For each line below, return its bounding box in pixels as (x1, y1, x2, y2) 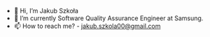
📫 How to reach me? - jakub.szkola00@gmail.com (13, 22, 161, 30)
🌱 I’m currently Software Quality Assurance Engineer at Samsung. (13, 14, 204, 22)
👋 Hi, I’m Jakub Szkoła (13, 7, 79, 15)
